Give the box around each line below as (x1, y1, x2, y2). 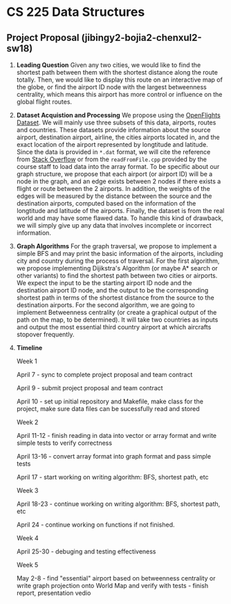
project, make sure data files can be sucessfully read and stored (16, 405, 200, 412)
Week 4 (16, 534, 39, 542)
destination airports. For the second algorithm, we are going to (16, 301, 195, 309)
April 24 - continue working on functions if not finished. (16, 520, 175, 529)
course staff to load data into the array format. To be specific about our (16, 163, 220, 170)
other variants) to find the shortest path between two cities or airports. (16, 271, 218, 280)
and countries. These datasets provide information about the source (16, 126, 212, 134)
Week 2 (16, 418, 39, 426)
